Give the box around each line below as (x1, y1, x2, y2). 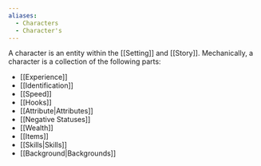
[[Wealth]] (19, 123, 53, 132)
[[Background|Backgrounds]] (19, 148, 117, 158)
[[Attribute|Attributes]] (19, 106, 93, 116)
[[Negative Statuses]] (19, 115, 91, 125)
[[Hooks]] (19, 97, 52, 108)
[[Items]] (19, 132, 49, 141)
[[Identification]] (19, 81, 74, 90)
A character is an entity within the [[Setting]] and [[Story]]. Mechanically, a (8, 49, 254, 58)
